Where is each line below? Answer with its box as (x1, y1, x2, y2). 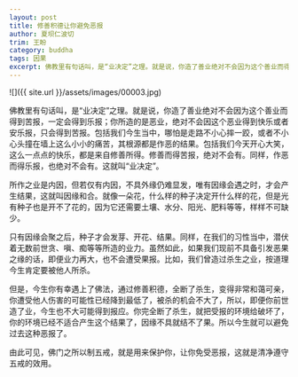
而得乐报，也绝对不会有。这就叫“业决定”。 (9, 161, 164, 171)
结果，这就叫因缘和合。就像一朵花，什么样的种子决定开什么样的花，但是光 (16, 190, 289, 200)
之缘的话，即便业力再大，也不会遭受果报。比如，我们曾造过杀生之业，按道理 (9, 254, 289, 264)
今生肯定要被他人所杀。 (9, 264, 95, 275)
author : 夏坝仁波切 (9, 29, 74, 38)
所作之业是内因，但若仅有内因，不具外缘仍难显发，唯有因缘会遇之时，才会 (9, 179, 281, 190)
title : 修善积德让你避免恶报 (9, 21, 104, 30)
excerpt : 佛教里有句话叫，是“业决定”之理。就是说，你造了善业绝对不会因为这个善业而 (9, 63, 284, 72)
